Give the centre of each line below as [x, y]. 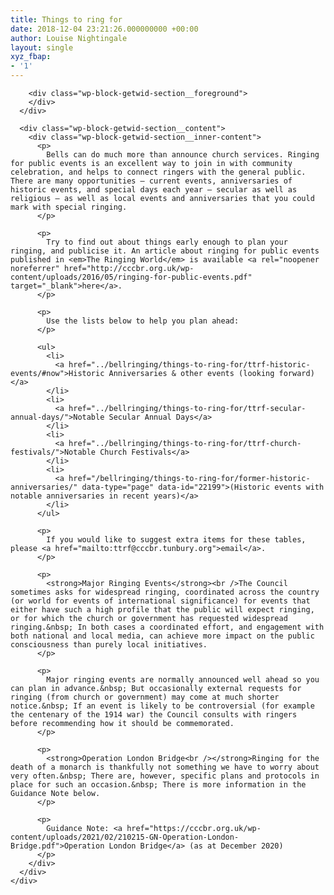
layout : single [42, 47]
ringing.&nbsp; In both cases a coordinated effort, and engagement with [167, 627]
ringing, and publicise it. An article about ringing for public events [165, 251]
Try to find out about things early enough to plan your [167, 242]
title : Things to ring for [66, 19]
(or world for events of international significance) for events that [160, 601]
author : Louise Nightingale [69, 38]
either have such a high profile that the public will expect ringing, [162, 610]
